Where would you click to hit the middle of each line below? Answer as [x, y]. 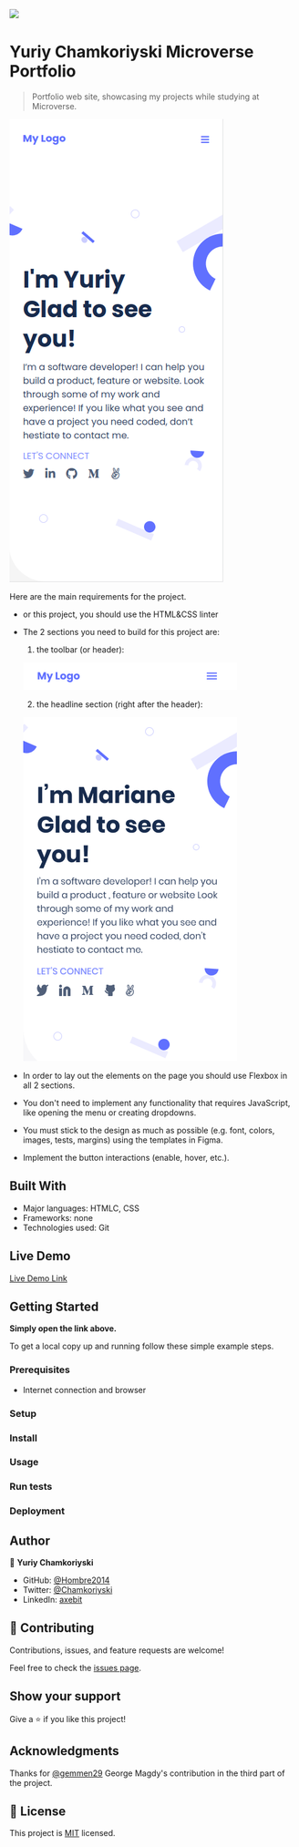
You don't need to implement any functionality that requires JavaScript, [156, 1103]
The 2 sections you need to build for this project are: [121, 631]
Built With [38, 1186]
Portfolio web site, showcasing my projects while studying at [145, 97]
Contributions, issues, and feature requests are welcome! [117, 1650]
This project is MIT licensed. [62, 1833]
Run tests [31, 1487]
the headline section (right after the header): [119, 704]
